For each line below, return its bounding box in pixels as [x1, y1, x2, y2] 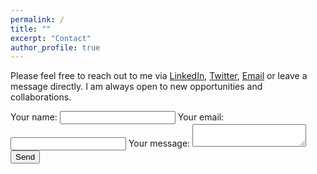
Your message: [128, 137, 191, 150]
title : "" [10, 24, 52, 34]
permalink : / [10, 14, 65, 25]
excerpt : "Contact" [10, 33, 92, 43]
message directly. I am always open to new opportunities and [10, 81, 263, 93]
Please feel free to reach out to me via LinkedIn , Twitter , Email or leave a [10, 70, 308, 82]
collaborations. [10, 91, 72, 103]
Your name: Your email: [10, 111, 225, 123]
